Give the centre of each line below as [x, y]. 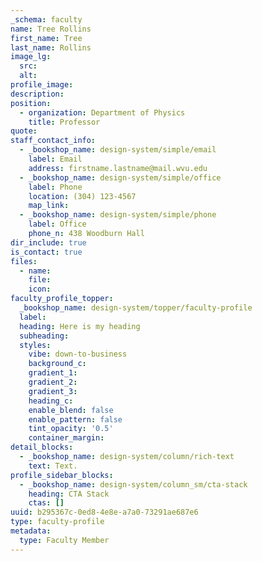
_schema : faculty [46, 19]
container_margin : [66, 438]
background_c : [57, 364]
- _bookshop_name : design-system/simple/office [120, 177]
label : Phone [55, 187]
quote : [24, 131]
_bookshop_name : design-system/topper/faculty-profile [136, 308]
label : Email [55, 159]
